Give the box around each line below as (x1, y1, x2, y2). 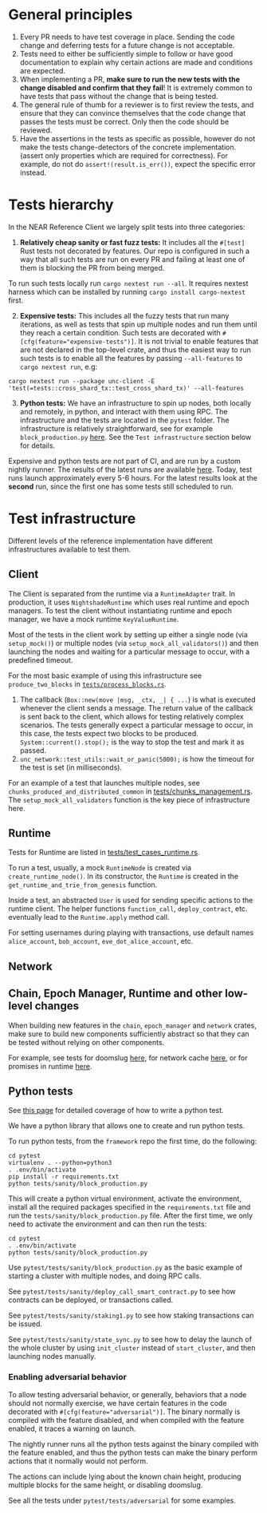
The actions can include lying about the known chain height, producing (8, 1471, 241, 1481)
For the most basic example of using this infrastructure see (8, 671, 202, 680)
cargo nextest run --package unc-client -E (8, 377, 155, 385)
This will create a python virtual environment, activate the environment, (8, 1194, 241, 1203)
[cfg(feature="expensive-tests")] (19, 338, 135, 346)
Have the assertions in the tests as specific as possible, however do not (19, 133, 256, 143)
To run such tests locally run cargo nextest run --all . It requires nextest (8, 278, 249, 288)
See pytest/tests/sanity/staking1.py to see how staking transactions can (8, 1311, 254, 1321)
